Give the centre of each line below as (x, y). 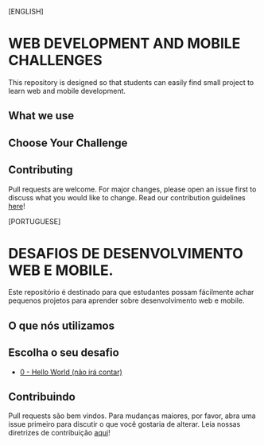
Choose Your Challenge (68, 143)
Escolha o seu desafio (64, 353)
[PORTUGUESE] (35, 221)
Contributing (41, 170)
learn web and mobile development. (67, 91)
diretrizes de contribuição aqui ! (59, 433)
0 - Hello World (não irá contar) (71, 372)
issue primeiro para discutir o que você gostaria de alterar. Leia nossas (124, 424)
